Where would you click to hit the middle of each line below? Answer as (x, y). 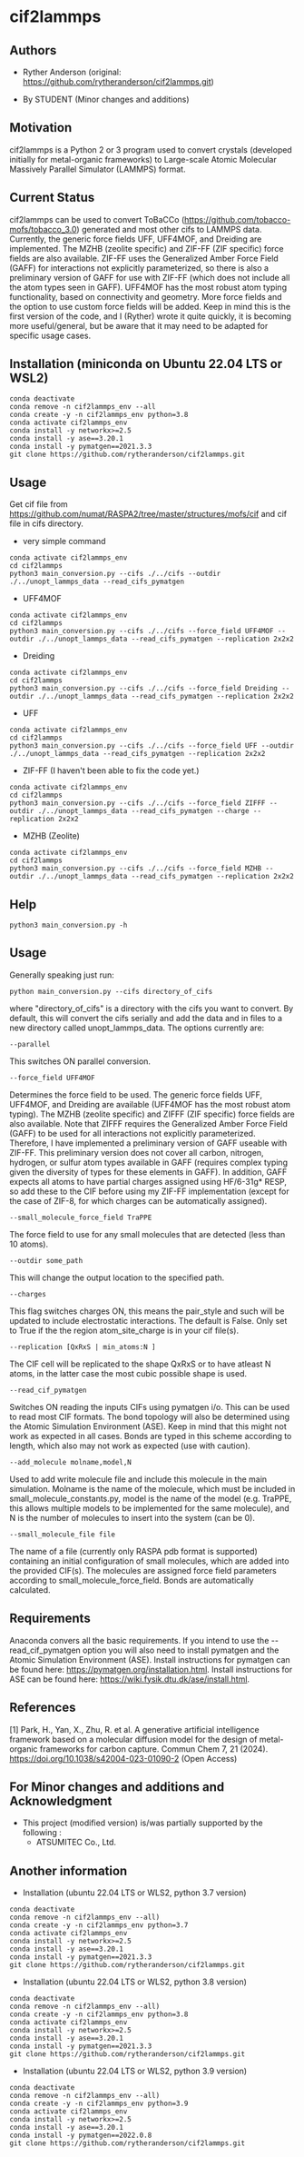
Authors (33, 50)
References (43, 1708)
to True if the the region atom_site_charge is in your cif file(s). (124, 1330)
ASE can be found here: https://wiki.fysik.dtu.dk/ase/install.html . (130, 1679)
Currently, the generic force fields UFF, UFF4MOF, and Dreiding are (136, 239)
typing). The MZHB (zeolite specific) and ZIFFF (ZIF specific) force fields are (152, 1114)
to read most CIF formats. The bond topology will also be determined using (150, 1416)
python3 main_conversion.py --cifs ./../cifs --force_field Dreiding (144, 689)
